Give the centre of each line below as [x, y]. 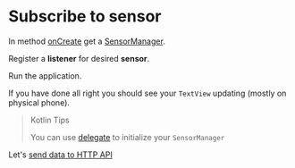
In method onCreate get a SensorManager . [87, 41]
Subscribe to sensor [85, 17]
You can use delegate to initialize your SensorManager [127, 137]
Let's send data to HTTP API [60, 155]
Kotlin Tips [50, 120]
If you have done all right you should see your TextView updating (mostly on [147, 93]
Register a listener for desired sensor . [79, 58]
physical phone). [39, 102]
